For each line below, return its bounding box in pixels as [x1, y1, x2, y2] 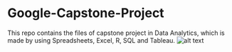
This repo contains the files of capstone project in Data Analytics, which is [7, 28, 226, 37]
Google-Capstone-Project [7, 5, 165, 21]
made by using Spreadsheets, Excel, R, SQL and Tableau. [7, 36, 176, 44]
